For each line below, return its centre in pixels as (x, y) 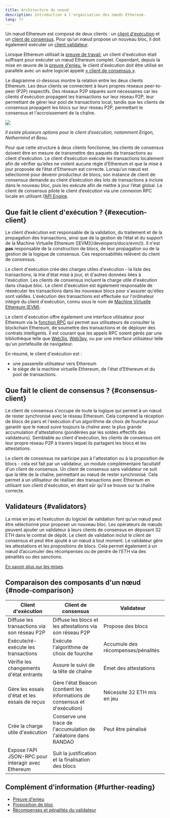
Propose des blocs (126, 626)
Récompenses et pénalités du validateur (54, 810)
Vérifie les (20, 661)
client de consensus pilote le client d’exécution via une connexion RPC (79, 191)
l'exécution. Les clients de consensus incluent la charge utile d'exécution (81, 280)
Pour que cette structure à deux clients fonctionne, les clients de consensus (84, 147)
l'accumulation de (74, 729)
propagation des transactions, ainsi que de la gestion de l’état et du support (84, 238)
